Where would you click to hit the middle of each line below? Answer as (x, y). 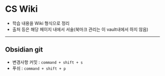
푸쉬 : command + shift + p (39, 68)
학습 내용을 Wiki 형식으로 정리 (41, 23)
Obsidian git (24, 50)
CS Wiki (22, 9)
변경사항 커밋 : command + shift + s (47, 62)
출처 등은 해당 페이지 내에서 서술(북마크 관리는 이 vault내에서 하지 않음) (80, 29)
